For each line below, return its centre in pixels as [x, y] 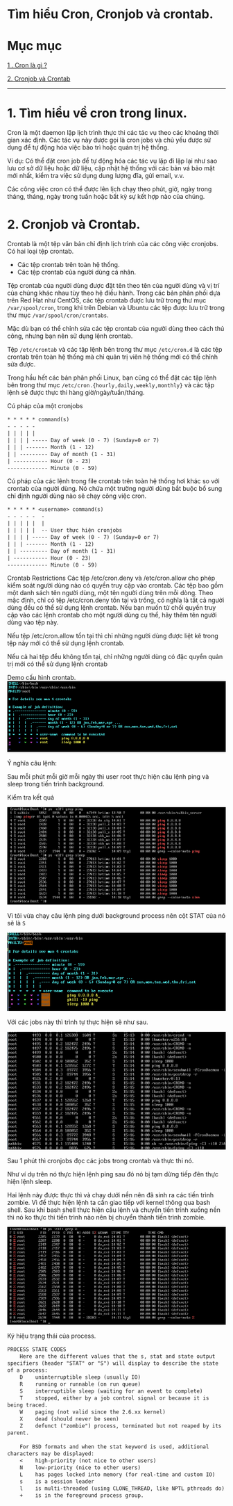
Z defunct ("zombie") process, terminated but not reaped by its [121, 1426]
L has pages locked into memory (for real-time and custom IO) [118, 1475]
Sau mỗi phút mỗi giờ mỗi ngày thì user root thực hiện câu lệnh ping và [108, 777]
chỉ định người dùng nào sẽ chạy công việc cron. [77, 496]
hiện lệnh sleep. [30, 1182]
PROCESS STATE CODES [37, 1350]
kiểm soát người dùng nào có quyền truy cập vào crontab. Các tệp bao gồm [115, 585]
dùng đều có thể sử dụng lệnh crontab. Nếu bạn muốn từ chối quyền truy [112, 607]
